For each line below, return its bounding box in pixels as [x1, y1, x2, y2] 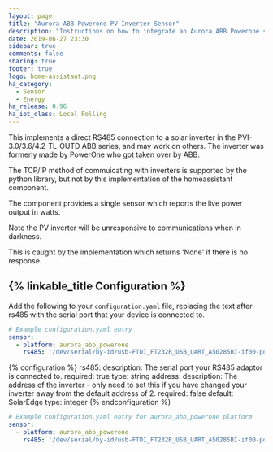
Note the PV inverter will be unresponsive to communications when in [8, 223, 241, 233]
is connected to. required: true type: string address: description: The [8, 372, 238, 381]
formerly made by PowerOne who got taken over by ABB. [8, 150, 201, 159]
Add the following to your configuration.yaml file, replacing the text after [8, 301, 253, 311]
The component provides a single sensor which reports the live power [8, 198, 243, 208]
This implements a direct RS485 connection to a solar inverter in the [8, 133, 236, 142]
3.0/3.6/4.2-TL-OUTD [8, 141, 80, 150]
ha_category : [8, 80, 53, 88]
